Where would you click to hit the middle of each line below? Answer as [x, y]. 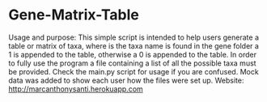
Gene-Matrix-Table [74, 15]
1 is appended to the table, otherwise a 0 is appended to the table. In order [133, 54]
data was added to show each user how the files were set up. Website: [126, 80]
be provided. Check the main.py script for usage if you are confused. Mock [133, 71]
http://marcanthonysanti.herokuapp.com [76, 89]
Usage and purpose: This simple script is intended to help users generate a [134, 37]
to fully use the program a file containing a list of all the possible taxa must [132, 63]
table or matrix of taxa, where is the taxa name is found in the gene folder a [133, 45]
